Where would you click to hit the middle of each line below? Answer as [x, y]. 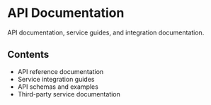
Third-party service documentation [69, 94]
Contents [28, 55]
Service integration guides [56, 79]
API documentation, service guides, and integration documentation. [106, 32]
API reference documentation [61, 71]
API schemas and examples [58, 87]
